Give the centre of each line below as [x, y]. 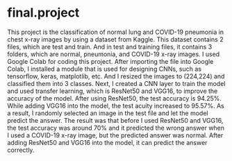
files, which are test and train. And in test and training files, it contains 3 [110, 46]
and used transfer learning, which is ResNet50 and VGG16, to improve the [113, 91]
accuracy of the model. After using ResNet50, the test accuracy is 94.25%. [115, 98]
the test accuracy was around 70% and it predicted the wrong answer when [116, 128]
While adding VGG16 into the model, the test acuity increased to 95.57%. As [116, 105]
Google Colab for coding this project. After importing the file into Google [110, 61]
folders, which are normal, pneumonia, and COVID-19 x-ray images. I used [114, 54]
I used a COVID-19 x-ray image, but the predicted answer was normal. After [115, 135]
